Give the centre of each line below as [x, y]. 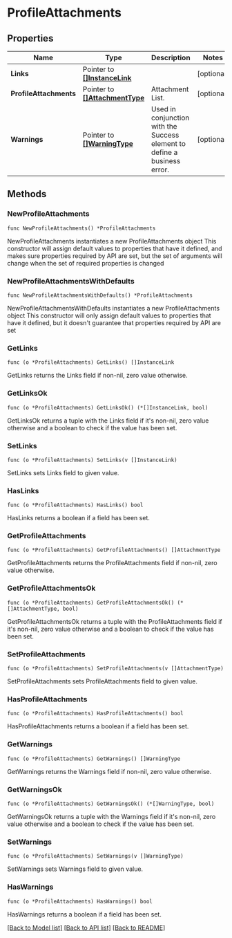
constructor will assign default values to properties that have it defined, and [115, 248]
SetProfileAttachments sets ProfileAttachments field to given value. [103, 681]
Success [165, 135]
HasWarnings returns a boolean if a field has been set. [85, 914]
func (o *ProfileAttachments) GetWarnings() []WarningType [94, 759]
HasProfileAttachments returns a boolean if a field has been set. [98, 726]
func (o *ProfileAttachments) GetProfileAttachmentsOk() [91, 603]
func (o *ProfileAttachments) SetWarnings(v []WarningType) [96, 856]
